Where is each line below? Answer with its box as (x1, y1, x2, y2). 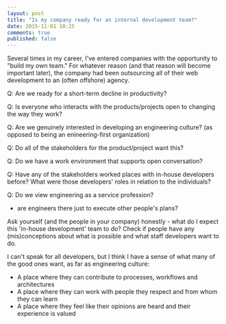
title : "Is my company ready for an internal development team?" (7, 16, 197, 23)
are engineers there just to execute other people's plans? (16, 204, 178, 212)
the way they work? (7, 110, 63, 119)
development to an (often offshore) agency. (7, 76, 130, 84)
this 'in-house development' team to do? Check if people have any (7, 225, 195, 233)
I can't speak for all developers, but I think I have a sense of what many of (7, 253, 216, 261)
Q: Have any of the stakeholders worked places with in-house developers (7, 171, 214, 179)
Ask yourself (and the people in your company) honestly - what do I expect (7, 217, 219, 226)
